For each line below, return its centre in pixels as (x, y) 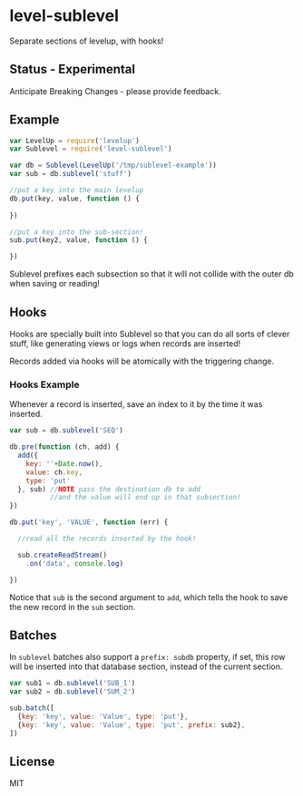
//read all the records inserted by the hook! (107, 539)
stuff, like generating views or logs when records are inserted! (125, 344)
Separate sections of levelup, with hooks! (87, 41)
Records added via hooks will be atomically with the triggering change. (142, 361)
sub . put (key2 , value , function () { (78, 240)
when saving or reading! (54, 284)
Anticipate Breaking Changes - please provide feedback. (115, 91)
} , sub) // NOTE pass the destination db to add (109, 489)
